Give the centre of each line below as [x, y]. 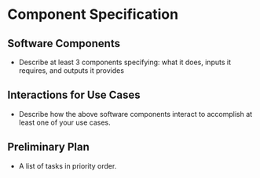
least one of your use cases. [64, 122]
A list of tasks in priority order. [68, 165]
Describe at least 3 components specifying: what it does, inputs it [125, 62]
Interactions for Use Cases [74, 95]
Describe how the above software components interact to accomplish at [135, 114]
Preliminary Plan [48, 147]
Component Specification [93, 15]
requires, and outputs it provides [71, 71]
